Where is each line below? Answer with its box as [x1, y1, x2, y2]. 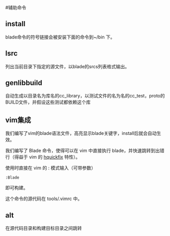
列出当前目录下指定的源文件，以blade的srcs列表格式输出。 [5, 63, 130, 69]
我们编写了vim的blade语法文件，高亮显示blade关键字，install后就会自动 [5, 130, 157, 136]
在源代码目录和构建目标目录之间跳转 [5, 225, 82, 231]
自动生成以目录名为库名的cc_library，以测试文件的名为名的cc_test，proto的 [5, 93, 165, 99]
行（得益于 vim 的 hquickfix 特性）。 [5, 154, 81, 160]
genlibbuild [5, 78, 43, 87]
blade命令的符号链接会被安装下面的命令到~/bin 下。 [5, 34, 116, 40]
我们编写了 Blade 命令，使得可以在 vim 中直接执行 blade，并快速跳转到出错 [5, 148, 164, 154]
